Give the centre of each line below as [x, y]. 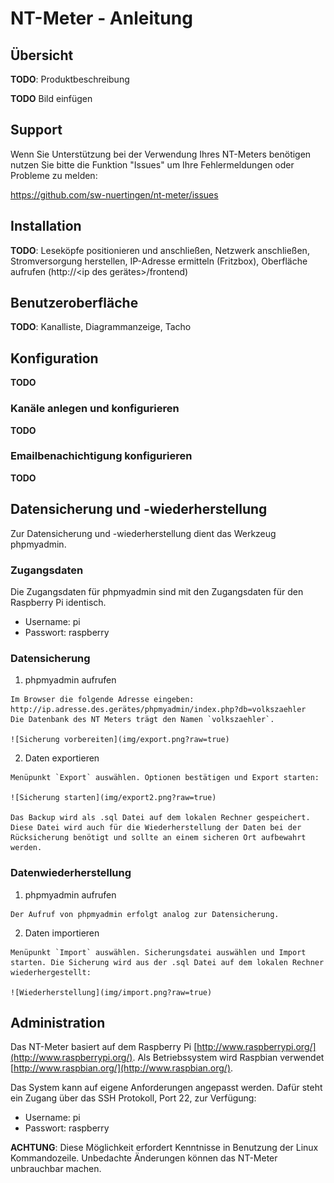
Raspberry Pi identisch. [58, 602]
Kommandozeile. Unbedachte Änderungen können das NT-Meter [144, 1158]
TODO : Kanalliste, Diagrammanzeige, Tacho [101, 327]
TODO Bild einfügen [51, 98]
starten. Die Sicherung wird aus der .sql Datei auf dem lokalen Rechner [167, 962]
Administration [58, 1022]
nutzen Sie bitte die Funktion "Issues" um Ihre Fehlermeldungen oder [152, 164]
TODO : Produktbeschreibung [70, 79]
